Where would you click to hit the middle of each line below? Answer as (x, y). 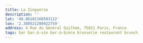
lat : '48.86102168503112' (32, 19)
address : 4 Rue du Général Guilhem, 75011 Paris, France (66, 28)
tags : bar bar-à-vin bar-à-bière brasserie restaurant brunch (71, 33)
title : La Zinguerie (27, 10)
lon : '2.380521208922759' (32, 23)
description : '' (22, 14)
